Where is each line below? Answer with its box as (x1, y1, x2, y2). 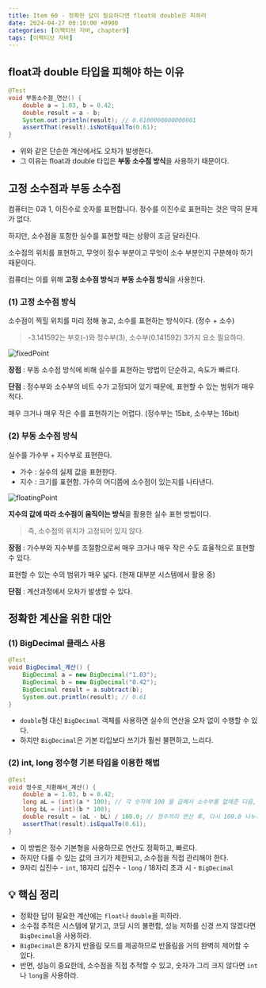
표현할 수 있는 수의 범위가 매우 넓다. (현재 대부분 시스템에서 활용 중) (8, 569, 216, 579)
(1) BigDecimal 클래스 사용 (8, 637, 106, 648)
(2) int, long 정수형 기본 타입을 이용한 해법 (8, 757, 160, 768)
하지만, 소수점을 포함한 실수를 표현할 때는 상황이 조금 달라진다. (8, 231, 200, 240)
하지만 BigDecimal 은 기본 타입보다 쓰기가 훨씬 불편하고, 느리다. (19, 736, 214, 745)
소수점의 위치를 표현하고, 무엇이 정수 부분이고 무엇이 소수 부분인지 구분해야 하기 (8, 248, 253, 257)
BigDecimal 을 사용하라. (19, 930, 92, 940)
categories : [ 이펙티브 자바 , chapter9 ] (8, 26, 130, 34)
